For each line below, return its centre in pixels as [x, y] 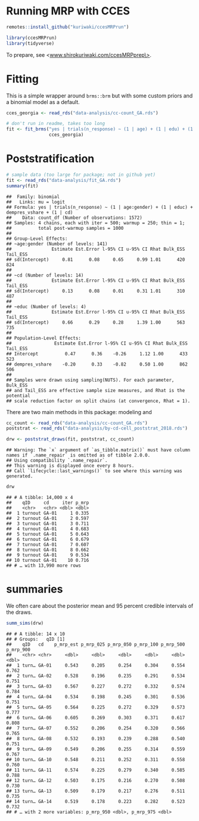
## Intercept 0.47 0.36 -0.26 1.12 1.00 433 [97, 354]
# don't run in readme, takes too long [56, 124]
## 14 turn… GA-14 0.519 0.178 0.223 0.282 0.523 [96, 801]
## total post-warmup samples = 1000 [65, 228]
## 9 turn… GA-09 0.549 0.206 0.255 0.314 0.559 [96, 749]
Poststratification [50, 159]
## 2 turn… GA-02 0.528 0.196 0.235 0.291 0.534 [96, 676]
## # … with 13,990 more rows [44, 566]
